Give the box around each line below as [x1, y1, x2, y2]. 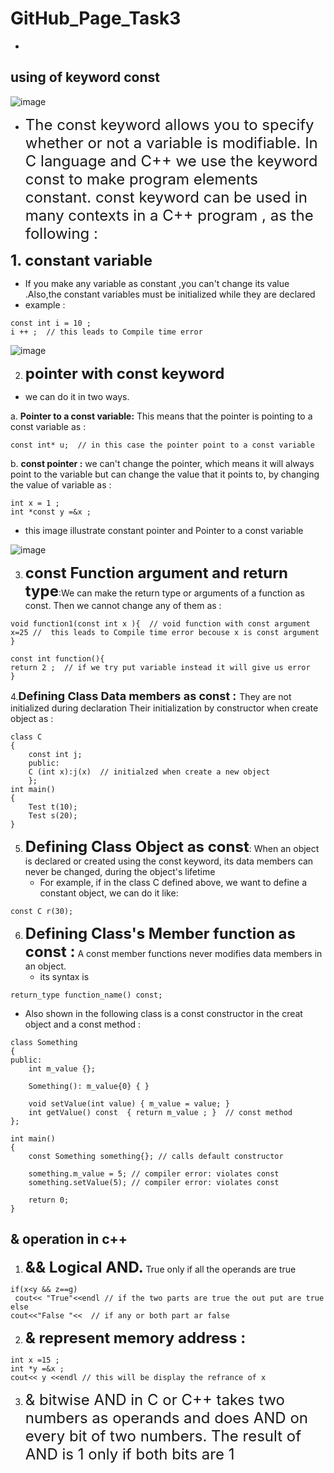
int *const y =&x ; [10, 507, 92, 517]
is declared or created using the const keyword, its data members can [24, 855, 314, 867]
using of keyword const [10, 69, 160, 86]
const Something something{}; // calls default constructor [28, 1151, 284, 1161]
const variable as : [10, 420, 87, 432]
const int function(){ [10, 653, 105, 664]
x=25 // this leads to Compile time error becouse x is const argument [10, 627, 320, 637]
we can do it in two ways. [24, 390, 130, 402]
